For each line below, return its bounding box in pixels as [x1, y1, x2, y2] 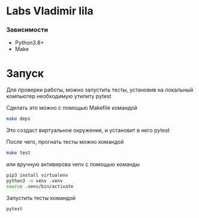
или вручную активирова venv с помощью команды [6, 161, 140, 168]
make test [6, 150, 31, 156]
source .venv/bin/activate [6, 183, 74, 189]
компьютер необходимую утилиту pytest [6, 93, 112, 100]
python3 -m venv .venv [6, 178, 63, 184]
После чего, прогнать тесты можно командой [6, 138, 124, 146]
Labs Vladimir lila [6, 4, 94, 18]
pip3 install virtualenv [6, 172, 68, 178]
